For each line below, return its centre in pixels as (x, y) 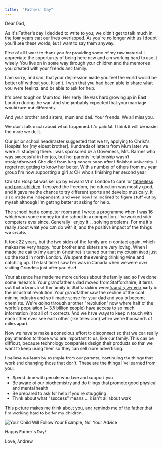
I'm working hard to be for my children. (44, 413)
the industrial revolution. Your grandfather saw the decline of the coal (75, 292)
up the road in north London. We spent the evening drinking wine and (75, 257)
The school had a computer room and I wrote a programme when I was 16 (79, 212)
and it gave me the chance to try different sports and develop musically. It (79, 192)
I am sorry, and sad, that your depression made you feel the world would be (81, 77)
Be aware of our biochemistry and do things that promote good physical (84, 383)
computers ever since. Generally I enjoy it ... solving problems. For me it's (79, 222)
